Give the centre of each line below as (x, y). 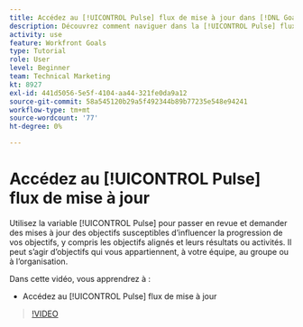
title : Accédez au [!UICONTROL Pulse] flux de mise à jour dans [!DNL (145, 18)
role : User (30, 59)
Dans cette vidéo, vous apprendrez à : (80, 278)
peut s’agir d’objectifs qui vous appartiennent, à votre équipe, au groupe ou (149, 251)
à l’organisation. (39, 261)
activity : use (36, 34)
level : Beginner (40, 68)
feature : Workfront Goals (58, 43)
